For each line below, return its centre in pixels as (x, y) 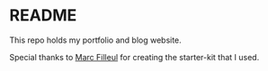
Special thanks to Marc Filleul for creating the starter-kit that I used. (134, 57)
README (43, 16)
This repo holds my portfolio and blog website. (95, 40)
